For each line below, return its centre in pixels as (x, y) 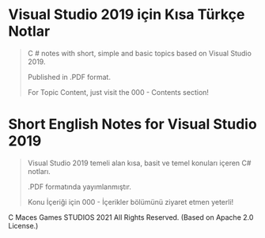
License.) (23, 225)
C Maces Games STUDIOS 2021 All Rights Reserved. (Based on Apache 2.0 (131, 217)
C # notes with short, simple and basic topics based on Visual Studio (139, 53)
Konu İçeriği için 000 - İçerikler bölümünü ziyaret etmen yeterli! (131, 202)
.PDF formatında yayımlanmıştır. (79, 187)
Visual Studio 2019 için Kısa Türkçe (127, 15)
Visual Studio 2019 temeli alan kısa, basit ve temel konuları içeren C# (139, 163)
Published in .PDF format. (69, 77)
